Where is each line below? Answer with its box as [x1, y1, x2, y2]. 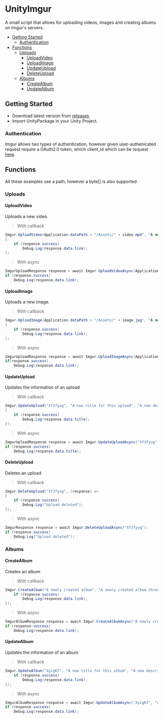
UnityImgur [5, 3, 52, 15]
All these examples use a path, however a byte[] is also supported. [5, 179, 138, 184]
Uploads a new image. [5, 299, 50, 305]
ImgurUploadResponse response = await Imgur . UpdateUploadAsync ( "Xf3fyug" [5, 439, 158, 445]
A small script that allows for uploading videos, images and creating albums [5, 19, 156, 25]
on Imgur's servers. [5, 24, 44, 30]
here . [5, 152, 16, 158]
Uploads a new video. [5, 213, 49, 219]
